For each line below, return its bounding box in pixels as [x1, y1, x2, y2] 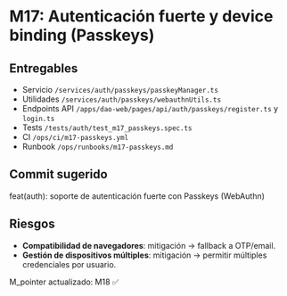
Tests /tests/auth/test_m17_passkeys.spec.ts [21, 122, 193, 133]
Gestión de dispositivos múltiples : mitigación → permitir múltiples [21, 250, 267, 260]
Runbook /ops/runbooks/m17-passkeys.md [21, 141, 174, 152]
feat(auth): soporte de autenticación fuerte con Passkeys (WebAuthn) [9, 190, 266, 201]
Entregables [9, 61, 78, 76]
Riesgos [9, 217, 55, 232]
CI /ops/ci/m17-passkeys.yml [21, 132, 129, 142]
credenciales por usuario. [21, 259, 117, 269]
